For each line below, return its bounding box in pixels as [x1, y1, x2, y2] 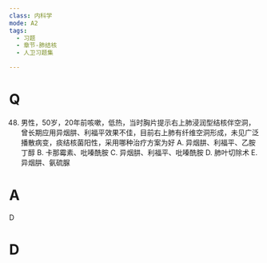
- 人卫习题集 [16, 49, 54, 57]
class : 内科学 [9, 11, 53, 20]
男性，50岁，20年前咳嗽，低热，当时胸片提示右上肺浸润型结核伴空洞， [20, 118, 256, 127]
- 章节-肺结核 [16, 42, 58, 50]
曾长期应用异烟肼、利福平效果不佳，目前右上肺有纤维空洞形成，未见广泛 [20, 127, 259, 137]
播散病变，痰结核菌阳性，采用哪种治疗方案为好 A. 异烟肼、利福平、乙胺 [20, 137, 257, 147]
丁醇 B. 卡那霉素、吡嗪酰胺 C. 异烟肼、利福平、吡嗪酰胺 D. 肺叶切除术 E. [20, 147, 258, 157]
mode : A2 [9, 19, 38, 27]
